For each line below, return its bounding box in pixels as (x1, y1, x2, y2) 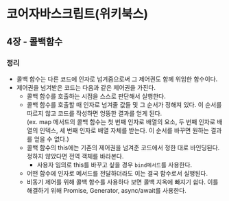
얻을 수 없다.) (34, 134, 69, 143)
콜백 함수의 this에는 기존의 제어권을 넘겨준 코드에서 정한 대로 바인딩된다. (26, 143, 220, 152)
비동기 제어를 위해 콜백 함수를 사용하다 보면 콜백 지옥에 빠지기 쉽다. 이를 (26, 178, 219, 186)
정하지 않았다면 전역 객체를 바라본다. (26, 152, 124, 160)
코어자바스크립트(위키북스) (6, 6, 149, 22)
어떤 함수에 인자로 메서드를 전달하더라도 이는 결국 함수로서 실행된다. (26, 169, 208, 177)
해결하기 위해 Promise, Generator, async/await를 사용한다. (26, 186, 186, 194)
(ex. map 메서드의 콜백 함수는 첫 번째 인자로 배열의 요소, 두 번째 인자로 (26, 117, 216, 126)
